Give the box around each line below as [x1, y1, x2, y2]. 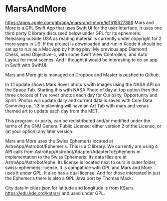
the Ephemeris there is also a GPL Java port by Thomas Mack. [5, 175, 133, 181]
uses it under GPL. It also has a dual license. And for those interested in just [5, 169, 161, 175]
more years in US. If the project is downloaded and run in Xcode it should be [5, 40, 162, 46]
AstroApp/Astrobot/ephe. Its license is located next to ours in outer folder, [5, 159, 157, 165]
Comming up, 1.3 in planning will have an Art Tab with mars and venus [5, 102, 149, 108]
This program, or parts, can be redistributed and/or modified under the [5, 117, 151, 123]
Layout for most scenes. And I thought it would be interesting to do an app [5, 56, 158, 62]
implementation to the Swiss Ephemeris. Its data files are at [5, 153, 127, 160]
